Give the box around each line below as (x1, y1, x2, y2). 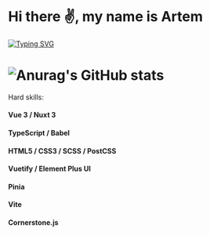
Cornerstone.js (8, 218, 59, 227)
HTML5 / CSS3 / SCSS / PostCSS (8, 146, 117, 155)
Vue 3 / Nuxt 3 (8, 110, 56, 120)
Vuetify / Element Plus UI (8, 164, 92, 174)
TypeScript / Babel (8, 128, 71, 138)
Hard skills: (8, 92, 45, 102)
